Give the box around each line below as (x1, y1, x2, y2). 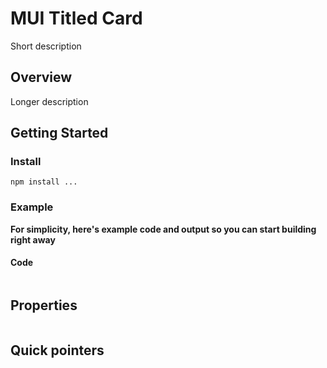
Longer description (10, 95, 89, 107)
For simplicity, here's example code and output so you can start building (10, 223, 317, 235)
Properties (10, 297, 78, 314)
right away (10, 233, 56, 246)
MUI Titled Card (10, 7, 143, 30)
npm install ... (10, 177, 78, 187)
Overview (10, 69, 73, 86)
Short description (10, 40, 82, 52)
